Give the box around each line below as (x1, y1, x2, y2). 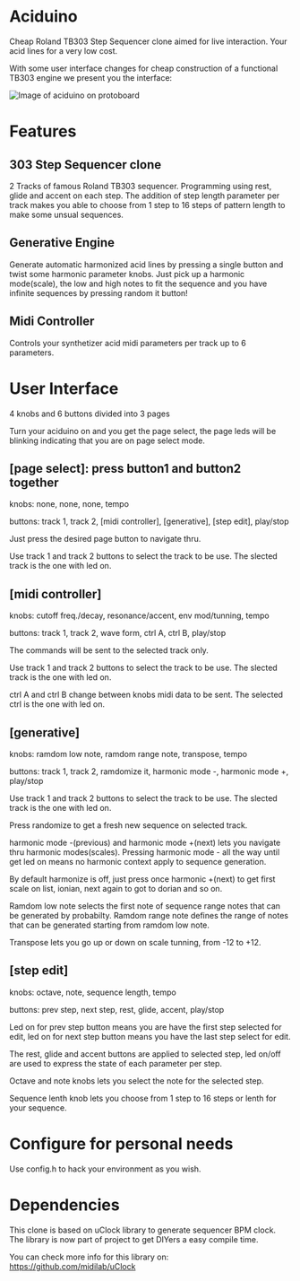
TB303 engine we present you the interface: (9, 72, 173, 83)
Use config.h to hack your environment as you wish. (9, 1163, 201, 1174)
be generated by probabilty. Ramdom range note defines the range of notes (9, 910, 289, 920)
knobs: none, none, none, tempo (9, 499, 130, 510)
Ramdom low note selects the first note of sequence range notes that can (9, 900, 280, 911)
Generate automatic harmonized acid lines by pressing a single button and (9, 258, 284, 270)
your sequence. (9, 1102, 67, 1113)
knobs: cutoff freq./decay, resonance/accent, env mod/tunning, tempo (9, 610, 270, 621)
